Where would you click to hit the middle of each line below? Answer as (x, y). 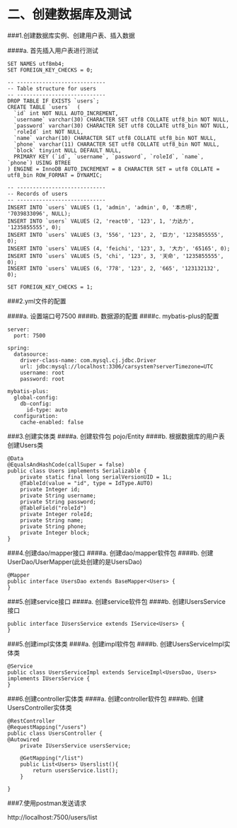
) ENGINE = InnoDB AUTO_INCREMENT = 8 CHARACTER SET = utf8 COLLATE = (114, 169)
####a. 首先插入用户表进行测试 (53, 50)
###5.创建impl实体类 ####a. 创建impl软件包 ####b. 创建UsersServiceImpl (116, 643)
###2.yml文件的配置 (37, 301)
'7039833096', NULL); (39, 214)
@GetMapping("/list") (52, 758)
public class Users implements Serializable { (77, 471)
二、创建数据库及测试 (70, 14)
